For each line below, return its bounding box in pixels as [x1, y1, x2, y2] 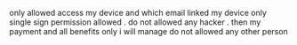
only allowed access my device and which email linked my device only [9, 8, 267, 18]
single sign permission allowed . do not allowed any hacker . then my [9, 17, 261, 27]
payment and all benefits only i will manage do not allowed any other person [9, 26, 289, 36]
